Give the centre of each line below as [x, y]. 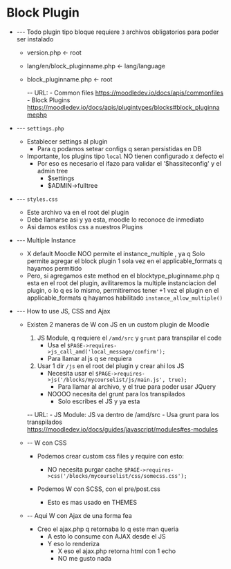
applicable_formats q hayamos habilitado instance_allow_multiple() [124, 298]
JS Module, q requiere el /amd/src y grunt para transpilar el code [129, 338]
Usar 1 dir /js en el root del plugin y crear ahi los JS [111, 366]
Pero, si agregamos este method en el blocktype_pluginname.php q [123, 276]
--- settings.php [40, 128]
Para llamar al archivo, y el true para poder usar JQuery [137, 386]
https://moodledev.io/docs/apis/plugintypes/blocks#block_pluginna [123, 107]
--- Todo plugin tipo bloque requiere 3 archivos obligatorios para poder [118, 32]
